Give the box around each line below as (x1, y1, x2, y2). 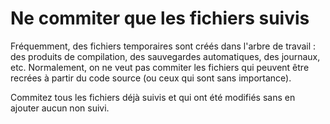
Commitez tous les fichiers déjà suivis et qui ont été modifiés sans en (10, 91, 296, 103)
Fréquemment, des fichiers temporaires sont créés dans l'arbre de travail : (10, 40, 317, 52)
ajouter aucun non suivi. (10, 102, 110, 114)
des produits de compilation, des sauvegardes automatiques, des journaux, (10, 50, 321, 62)
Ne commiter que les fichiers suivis (10, 7, 310, 30)
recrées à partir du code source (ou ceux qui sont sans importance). (10, 72, 292, 84)
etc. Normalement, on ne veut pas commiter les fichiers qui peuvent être (10, 61, 310, 73)
